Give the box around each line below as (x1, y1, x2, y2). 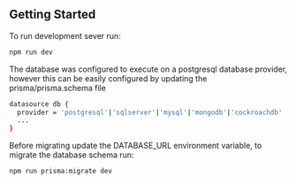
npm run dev (9, 48, 53, 57)
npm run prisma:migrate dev (9, 167, 113, 176)
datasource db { (9, 99, 69, 109)
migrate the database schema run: (9, 149, 134, 160)
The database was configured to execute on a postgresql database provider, (9, 64, 288, 74)
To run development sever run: (9, 30, 121, 41)
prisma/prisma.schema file (9, 82, 106, 93)
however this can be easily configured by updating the (9, 73, 208, 83)
